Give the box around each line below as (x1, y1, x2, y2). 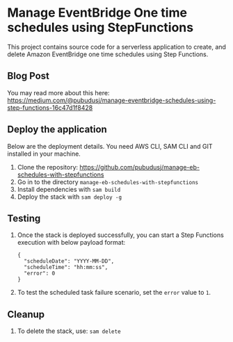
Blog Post (7, 70, 50, 82)
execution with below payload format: (17, 238, 126, 247)
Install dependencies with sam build (17, 185, 121, 193)
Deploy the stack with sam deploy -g (17, 193, 122, 201)
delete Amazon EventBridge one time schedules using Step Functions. (7, 50, 209, 58)
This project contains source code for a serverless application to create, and (7, 42, 226, 51)
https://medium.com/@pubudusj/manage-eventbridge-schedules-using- (7, 96, 216, 104)
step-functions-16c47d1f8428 (7, 103, 93, 112)
